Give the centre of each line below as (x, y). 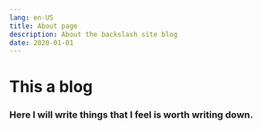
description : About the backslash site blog (93, 34)
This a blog (51, 87)
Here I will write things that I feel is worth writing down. (131, 115)
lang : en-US (31, 17)
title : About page (43, 26)
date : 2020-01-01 (42, 43)
